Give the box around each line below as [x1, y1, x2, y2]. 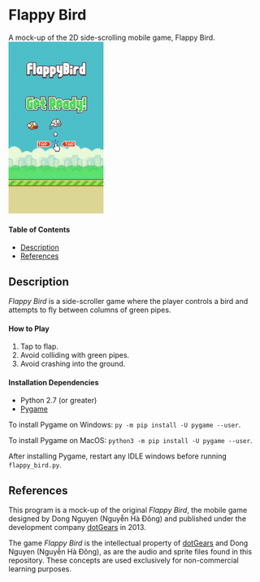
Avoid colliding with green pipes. [19, 350, 130, 360]
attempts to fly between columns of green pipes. [8, 305, 171, 315]
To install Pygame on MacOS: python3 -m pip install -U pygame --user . [8, 436, 253, 445]
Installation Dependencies [8, 377, 99, 387]
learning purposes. [8, 564, 71, 574]
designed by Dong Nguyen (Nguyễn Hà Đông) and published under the [8, 514, 246, 523]
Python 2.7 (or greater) [19, 396, 97, 406]
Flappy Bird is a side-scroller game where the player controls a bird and [8, 296, 249, 306]
